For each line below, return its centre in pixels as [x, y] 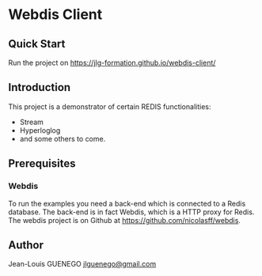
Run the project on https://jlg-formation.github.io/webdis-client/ [112, 62]
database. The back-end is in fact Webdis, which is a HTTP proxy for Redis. [131, 212]
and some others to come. [63, 138]
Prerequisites [42, 164]
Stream [31, 122]
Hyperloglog [40, 130]
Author [26, 245]
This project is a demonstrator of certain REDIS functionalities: [110, 106]
